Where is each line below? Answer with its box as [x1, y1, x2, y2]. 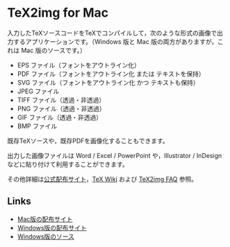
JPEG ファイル [17, 87, 60, 95]
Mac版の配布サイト [17, 214, 73, 223]
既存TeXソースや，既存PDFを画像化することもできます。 [7, 136, 169, 145]
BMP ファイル [17, 122, 58, 130]
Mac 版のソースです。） [20, 46, 87, 54]
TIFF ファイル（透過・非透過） [17, 95, 106, 104]
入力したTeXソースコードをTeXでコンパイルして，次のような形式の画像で [7, 29, 217, 37]
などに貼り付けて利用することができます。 [7, 160, 129, 168]
